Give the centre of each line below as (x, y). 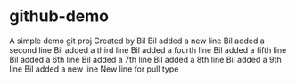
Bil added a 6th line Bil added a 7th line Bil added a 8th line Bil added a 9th (146, 59)
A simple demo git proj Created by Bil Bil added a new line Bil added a (137, 41)
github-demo (59, 16)
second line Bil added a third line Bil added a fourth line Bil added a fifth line (148, 49)
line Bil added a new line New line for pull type (94, 69)
